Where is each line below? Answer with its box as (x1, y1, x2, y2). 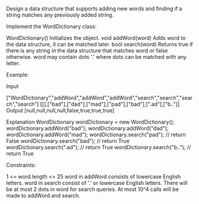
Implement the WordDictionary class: (6, 23, 97, 30)
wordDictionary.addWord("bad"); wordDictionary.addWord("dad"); (6, 125, 169, 131)
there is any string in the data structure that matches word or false (6, 47, 168, 54)
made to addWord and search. (6, 192, 81, 199)
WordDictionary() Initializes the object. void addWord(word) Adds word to (6, 34, 186, 41)
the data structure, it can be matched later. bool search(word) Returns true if (6, 41, 193, 48)
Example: (6, 71, 29, 78)
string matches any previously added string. (6, 11, 114, 18)
